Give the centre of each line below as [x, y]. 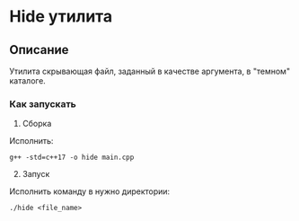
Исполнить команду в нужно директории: [90, 191]
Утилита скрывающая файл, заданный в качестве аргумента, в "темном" [149, 71]
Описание [39, 50]
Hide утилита [61, 17]
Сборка [37, 124]
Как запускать [43, 103]
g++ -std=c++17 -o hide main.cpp [72, 158]
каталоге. [28, 81]
